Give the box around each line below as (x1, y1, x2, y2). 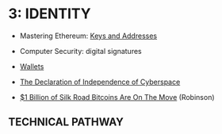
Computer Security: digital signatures (19, 46, 142, 56)
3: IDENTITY (8, 5, 91, 23)
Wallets (19, 61, 44, 71)
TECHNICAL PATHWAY (8, 116, 124, 129)
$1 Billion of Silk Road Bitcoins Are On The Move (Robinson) (19, 92, 216, 101)
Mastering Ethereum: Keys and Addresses (19, 31, 157, 40)
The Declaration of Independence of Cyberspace (19, 77, 181, 86)
